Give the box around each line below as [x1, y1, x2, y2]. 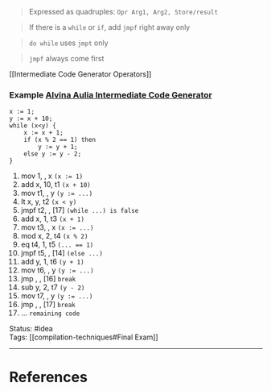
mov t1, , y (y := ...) [20, 189, 93, 198]
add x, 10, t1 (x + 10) [20, 180, 91, 189]
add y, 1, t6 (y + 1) [20, 257, 84, 267]
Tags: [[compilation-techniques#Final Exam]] [9, 332, 159, 342]
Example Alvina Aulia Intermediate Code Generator [9, 89, 212, 100]
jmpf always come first [28, 54, 105, 63]
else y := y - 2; [23, 150, 82, 158]
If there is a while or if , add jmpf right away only [28, 23, 191, 31]
